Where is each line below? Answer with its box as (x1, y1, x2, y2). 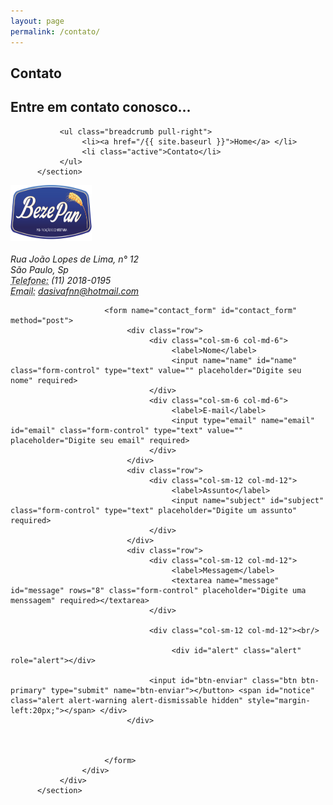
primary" (10, 685, 47, 695)
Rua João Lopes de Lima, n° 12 (10, 253, 140, 265)
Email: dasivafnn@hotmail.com (10, 285, 140, 297)
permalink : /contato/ (10, 26, 101, 37)
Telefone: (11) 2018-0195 (10, 274, 112, 286)
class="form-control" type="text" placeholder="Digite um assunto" (10, 505, 298, 515)
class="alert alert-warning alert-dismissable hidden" (10, 695, 244, 705)
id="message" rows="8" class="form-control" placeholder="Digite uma (10, 585, 307, 595)
